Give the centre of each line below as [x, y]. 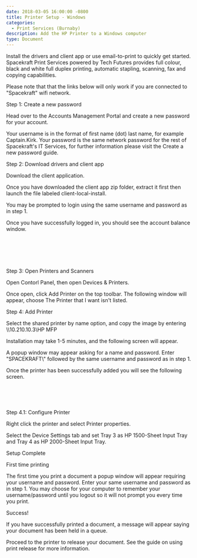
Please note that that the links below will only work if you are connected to [97, 86]
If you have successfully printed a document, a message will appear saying [98, 524]
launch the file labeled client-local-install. [56, 193]
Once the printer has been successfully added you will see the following [94, 370]
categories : [21, 23]
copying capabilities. [31, 75]
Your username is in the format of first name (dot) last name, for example [95, 134]
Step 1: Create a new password [44, 104]
